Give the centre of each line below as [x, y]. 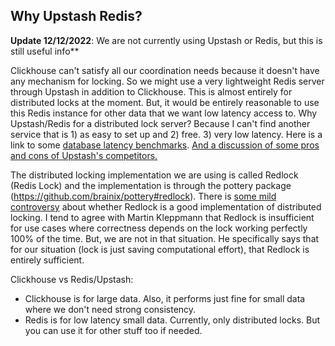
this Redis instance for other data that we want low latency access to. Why [164, 113]
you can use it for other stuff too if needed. [113, 330]
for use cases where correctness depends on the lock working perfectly [159, 228]
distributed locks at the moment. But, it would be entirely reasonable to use [165, 102]
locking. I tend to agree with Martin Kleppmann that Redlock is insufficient [162, 217]
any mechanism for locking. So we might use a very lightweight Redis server [167, 81]
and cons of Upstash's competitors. [84, 155]
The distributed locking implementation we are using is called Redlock [154, 175]
